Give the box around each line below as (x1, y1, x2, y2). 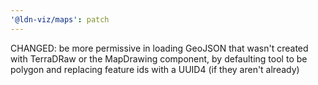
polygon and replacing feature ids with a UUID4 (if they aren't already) (10, 63, 300, 75)
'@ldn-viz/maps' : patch (10, 14, 110, 25)
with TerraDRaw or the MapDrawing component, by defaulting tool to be (10, 52, 308, 65)
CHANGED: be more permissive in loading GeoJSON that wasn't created (10, 42, 309, 54)
